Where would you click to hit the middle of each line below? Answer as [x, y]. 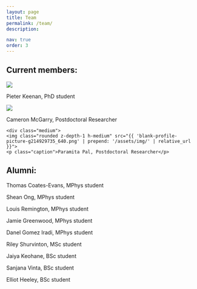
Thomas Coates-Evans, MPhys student [55, 185]
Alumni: [22, 171]
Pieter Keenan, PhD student [41, 96]
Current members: [42, 70]
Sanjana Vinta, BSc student [40, 268]
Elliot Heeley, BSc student [38, 279]
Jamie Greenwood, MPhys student [49, 220]
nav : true [19, 40]
